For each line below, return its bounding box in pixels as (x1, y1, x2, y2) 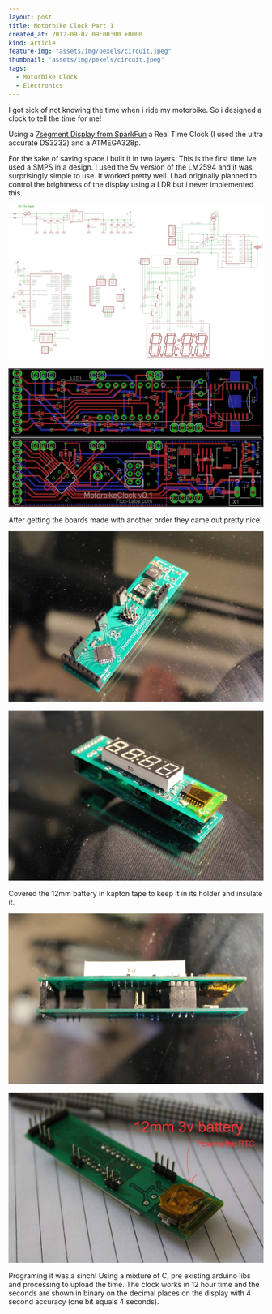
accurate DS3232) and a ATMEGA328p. (8, 138, 142, 148)
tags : (8, 65, 27, 73)
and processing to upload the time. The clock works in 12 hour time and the (8, 1280, 260, 1290)
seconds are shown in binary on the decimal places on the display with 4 (8, 1288, 252, 1298)
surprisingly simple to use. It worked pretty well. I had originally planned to (8, 170, 257, 180)
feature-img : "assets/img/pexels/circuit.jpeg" (8, 47, 172, 56)
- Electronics (15, 81, 63, 89)
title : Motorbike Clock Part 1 (8, 21, 114, 30)
